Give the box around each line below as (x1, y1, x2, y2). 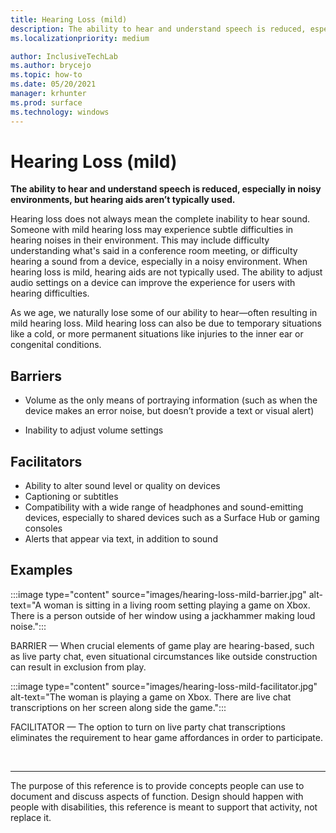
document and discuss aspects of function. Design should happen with (10, 790, 304, 802)
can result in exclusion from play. (10, 661, 147, 673)
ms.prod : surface (10, 97, 83, 108)
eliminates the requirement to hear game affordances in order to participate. (10, 731, 323, 743)
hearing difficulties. (10, 287, 90, 300)
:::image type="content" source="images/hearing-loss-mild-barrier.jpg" (10, 588, 307, 600)
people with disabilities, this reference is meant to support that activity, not (10, 801, 318, 813)
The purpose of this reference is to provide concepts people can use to (10, 779, 305, 791)
